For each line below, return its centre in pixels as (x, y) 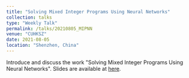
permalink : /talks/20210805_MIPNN (49, 28)
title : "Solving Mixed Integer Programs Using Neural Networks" (88, 12)
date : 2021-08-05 (28, 40)
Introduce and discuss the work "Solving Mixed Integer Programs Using (95, 62)
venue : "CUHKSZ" (26, 34)
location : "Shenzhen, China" (43, 46)
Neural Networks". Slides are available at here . (64, 68)
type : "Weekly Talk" (32, 23)
